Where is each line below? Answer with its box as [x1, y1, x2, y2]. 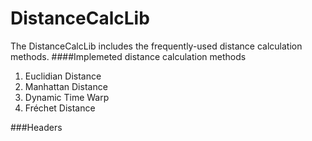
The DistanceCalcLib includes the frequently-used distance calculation [10, 40, 303, 52]
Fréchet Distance [24, 102, 96, 114]
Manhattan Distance [24, 80, 108, 92]
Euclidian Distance [24, 70, 102, 82]
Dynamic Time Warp [24, 91, 110, 103]
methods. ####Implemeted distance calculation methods [10, 50, 247, 62]
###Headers [10, 121, 63, 133]
